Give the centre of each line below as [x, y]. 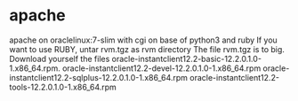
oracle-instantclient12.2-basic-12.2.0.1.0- [187, 58]
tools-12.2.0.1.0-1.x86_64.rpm [63, 87]
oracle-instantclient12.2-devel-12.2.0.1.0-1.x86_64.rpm [161, 68]
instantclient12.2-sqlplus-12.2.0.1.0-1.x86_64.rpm [99, 77]
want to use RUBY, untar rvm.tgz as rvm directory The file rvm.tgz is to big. [147, 49]
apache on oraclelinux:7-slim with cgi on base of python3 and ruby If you [143, 40]
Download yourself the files [60, 58]
